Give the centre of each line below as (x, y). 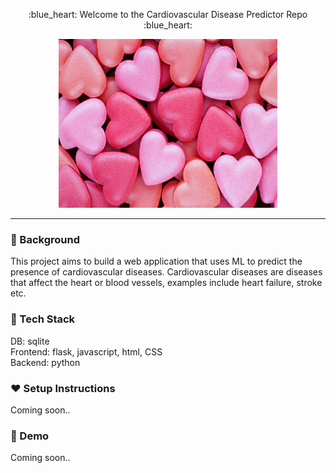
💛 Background (45, 239)
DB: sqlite (30, 341)
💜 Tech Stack (43, 319)
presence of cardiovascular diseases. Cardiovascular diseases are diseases (166, 272)
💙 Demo (30, 436)
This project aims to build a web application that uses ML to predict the (156, 261)
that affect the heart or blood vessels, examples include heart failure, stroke (166, 283)
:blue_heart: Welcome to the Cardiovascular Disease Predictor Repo (168, 14)
